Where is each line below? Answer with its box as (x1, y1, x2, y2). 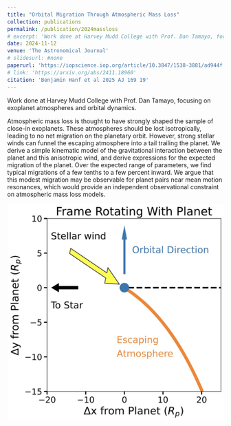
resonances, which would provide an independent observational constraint (7, 182, 219, 191)
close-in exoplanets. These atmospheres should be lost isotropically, (7, 124, 201, 132)
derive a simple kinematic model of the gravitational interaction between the (7, 146, 223, 154)
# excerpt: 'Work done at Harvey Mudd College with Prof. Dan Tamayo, (7, 33, 214, 40)
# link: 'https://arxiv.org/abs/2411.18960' (7, 69, 137, 76)
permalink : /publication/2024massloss (7, 25, 118, 32)
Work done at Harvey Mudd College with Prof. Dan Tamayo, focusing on (7, 96, 211, 105)
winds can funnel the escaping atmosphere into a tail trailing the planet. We (7, 138, 221, 147)
